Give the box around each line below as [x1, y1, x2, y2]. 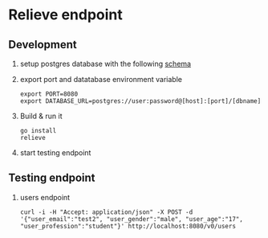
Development [8, 38, 78, 51]
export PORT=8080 [19, 90, 79, 98]
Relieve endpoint [8, 6, 123, 24]
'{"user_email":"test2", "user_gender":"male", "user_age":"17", [19, 215, 243, 223]
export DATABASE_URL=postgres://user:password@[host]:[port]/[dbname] [19, 97, 262, 105]
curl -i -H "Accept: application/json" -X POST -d [19, 207, 193, 216]
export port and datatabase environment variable [19, 75, 183, 84]
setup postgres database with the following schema [19, 59, 191, 68]
